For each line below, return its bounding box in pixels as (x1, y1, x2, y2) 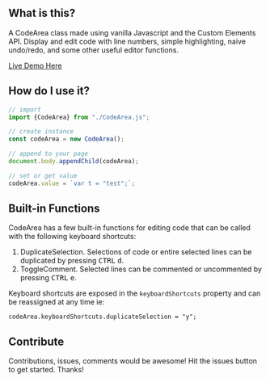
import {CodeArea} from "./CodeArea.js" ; (8, 113, 150, 121)
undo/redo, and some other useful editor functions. (8, 44, 179, 55)
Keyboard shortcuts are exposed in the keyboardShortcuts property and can (8, 288, 261, 298)
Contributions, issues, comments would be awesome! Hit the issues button (8, 356, 257, 366)
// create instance (8, 128, 74, 136)
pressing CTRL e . (19, 273, 77, 283)
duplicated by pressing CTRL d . (19, 256, 124, 266)
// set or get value (8, 171, 78, 180)
